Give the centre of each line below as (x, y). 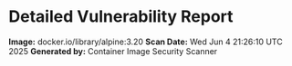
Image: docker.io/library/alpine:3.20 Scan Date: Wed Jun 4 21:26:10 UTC (146, 42)
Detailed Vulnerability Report (121, 17)
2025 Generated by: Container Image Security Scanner (113, 51)
